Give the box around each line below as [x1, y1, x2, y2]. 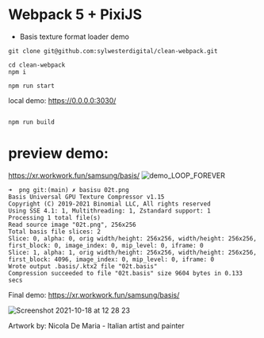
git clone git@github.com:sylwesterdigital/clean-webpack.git [8, 47, 218, 55]
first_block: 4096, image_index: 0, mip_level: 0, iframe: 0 [8, 255, 215, 263]
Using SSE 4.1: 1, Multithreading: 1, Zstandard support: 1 [8, 206, 212, 215]
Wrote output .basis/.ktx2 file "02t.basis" [8, 262, 158, 271]
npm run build [8, 117, 55, 126]
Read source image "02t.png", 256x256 [8, 221, 136, 229]
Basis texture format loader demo [19, 32, 129, 41]
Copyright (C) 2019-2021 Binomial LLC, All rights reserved [8, 200, 212, 208]
